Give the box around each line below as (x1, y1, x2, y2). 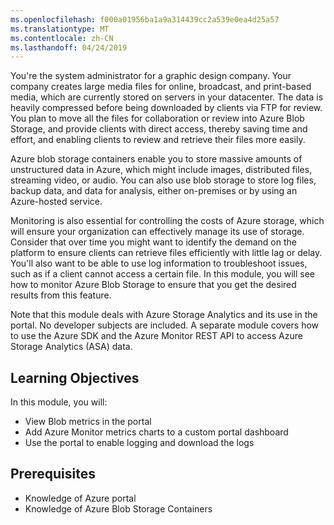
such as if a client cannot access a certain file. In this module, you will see (10, 268, 316, 280)
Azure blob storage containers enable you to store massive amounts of (10, 153, 303, 165)
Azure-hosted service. (10, 196, 103, 208)
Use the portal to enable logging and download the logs (24, 437, 255, 449)
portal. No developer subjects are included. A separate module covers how (10, 319, 320, 331)
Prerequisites (10, 466, 96, 483)
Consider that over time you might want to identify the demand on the (10, 236, 297, 248)
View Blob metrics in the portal (24, 416, 152, 428)
